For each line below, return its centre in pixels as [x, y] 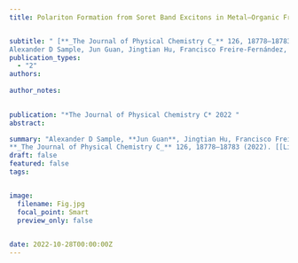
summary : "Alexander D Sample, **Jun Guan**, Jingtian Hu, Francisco [141, 139]
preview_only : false [55, 220]
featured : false [39, 164]
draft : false [33, 156]
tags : [19, 172]
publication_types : [45, 58]
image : [21, 196]
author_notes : [35, 90]
